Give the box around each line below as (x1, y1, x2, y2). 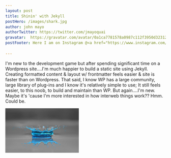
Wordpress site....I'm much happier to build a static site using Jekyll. (5, 66, 149, 72)
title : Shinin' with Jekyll (5, 13, 65, 19)
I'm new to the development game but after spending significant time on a (5, 60, 160, 66)
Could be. (5, 98, 26, 104)
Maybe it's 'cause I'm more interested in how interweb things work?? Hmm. (5, 92, 163, 99)
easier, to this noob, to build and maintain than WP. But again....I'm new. (5, 87, 155, 93)
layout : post (5, 8, 33, 13)
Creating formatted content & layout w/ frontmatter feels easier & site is (5, 71, 155, 77)
